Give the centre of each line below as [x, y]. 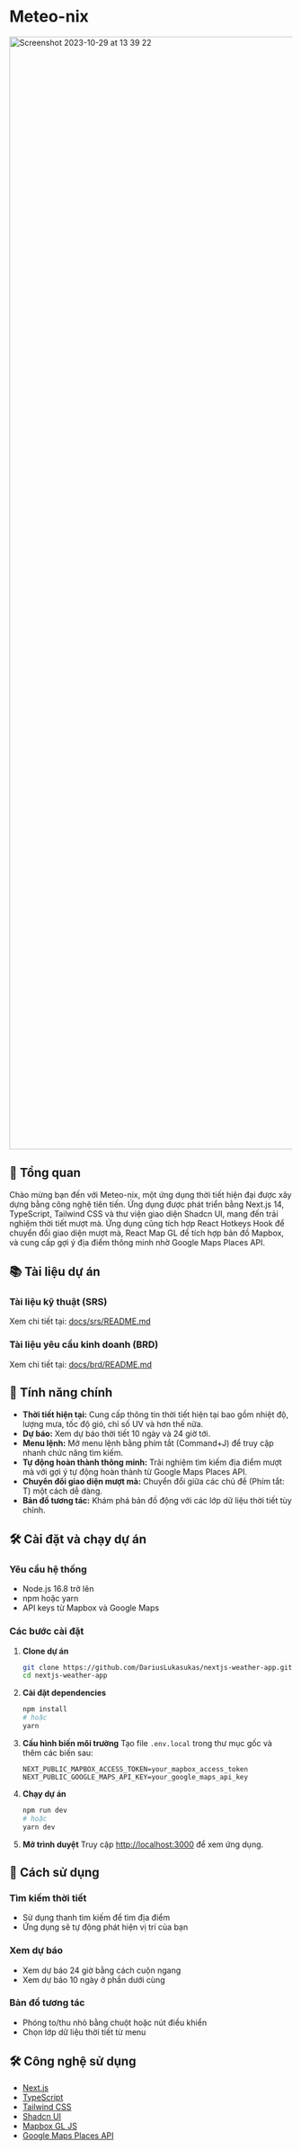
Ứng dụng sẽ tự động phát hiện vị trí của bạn [105, 1927]
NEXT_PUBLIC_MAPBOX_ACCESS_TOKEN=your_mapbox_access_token [135, 1769]
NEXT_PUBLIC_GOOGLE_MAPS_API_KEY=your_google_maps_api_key [135, 1777]
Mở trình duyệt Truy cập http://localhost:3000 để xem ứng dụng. [143, 1844]
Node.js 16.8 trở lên [58, 1589]
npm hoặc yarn [50, 1599]
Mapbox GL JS [50, 2126]
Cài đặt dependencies [64, 1693]
